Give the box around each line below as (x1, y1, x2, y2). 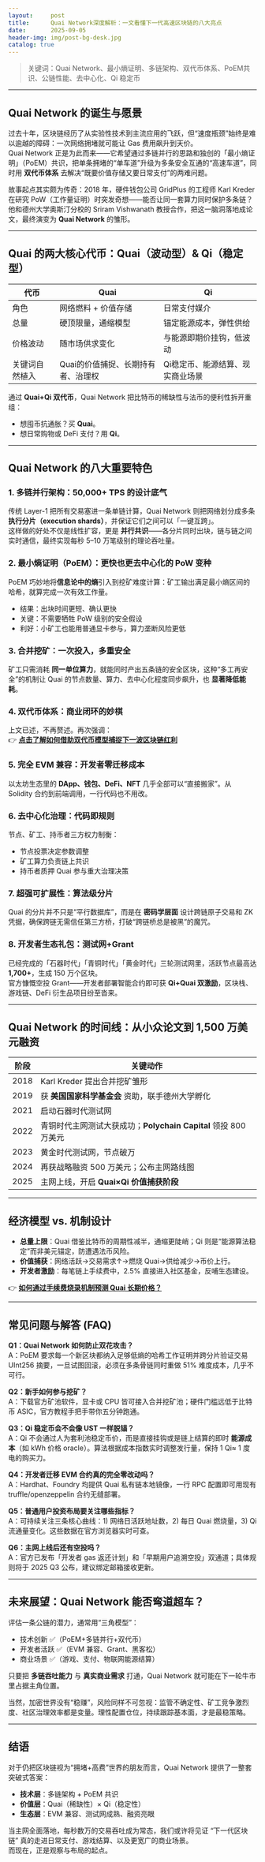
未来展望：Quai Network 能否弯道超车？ (8, 1595, 205, 1609)
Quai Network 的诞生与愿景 (8, 106, 143, 119)
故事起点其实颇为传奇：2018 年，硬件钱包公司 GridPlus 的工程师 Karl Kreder (8, 185, 255, 194)
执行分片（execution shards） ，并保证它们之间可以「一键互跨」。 (8, 516, 218, 525)
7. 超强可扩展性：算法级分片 (8, 888, 114, 899)
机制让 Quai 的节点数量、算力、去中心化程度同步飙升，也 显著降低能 (24, 675, 247, 684)
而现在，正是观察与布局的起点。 (8, 1845, 112, 1855)
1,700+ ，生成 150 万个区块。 (8, 968, 103, 978)
